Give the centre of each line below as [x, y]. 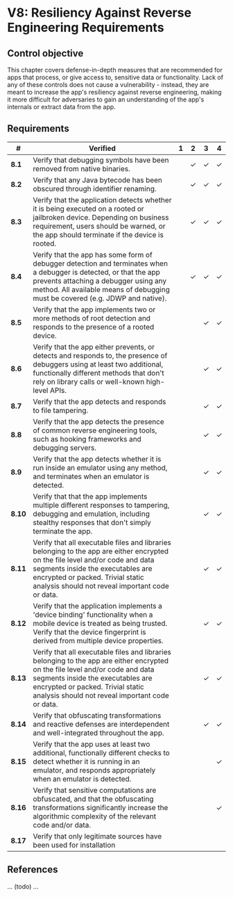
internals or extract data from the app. [61, 107]
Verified [103, 148]
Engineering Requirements [86, 27]
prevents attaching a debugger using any [100, 281]
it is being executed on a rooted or [88, 209]
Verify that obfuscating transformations [97, 716]
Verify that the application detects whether [102, 200]
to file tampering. [61, 410]
